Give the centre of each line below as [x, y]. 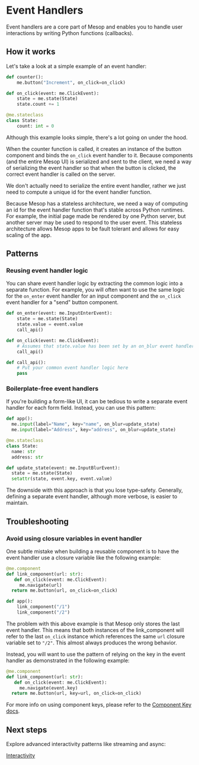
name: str [23, 451]
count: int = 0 [36, 126]
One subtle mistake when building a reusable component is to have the [93, 551]
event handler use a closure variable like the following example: [84, 557]
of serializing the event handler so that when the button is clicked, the [91, 167]
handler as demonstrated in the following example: [68, 660]
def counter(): [25, 77]
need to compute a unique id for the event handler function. [79, 192]
